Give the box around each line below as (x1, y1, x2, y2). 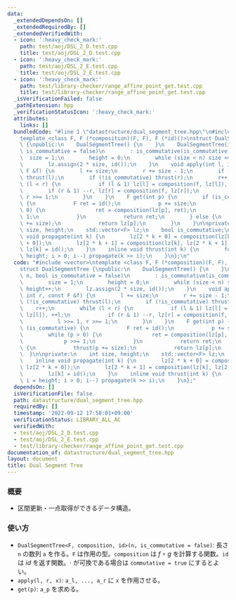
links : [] (20, 121, 49, 129)
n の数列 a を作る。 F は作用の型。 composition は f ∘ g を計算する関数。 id (17, 549, 229, 558)
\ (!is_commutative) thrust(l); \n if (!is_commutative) (20, 299, 209, 306)
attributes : (13, 115, 49, 122)
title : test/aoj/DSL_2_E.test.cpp (20, 69, 121, 76)
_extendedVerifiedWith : (13, 30, 83, 37)
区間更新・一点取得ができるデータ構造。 (17, 504, 135, 513)
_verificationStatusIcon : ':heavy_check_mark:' (13, 108, 156, 115)
